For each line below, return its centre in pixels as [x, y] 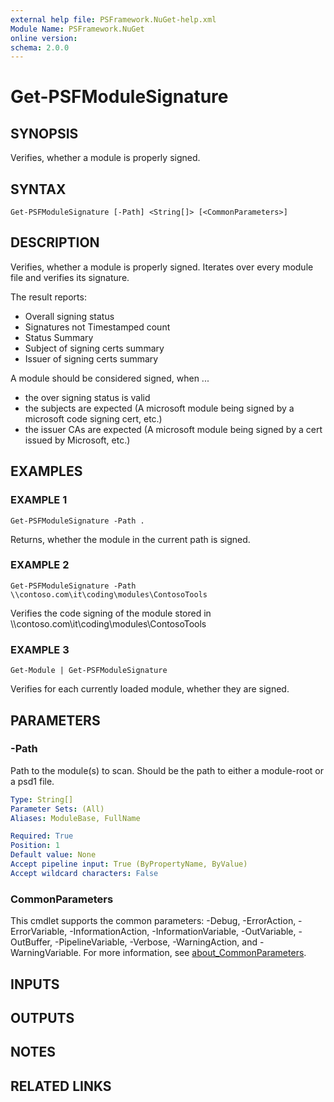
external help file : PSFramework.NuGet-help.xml [113, 19]
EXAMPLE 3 [40, 649]
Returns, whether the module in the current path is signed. [130, 539]
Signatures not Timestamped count [97, 327]
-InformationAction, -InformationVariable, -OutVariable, [183, 932]
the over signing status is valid [87, 397]
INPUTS [35, 984]
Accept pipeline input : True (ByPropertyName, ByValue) [129, 864]
